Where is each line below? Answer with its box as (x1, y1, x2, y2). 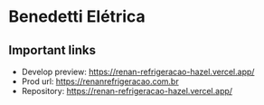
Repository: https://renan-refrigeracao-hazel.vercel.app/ (21, 86, 232, 96)
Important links (8, 43, 97, 58)
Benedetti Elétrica (8, 6, 146, 27)
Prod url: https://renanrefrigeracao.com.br (21, 76, 179, 87)
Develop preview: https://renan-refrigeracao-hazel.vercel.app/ (21, 66, 255, 77)
